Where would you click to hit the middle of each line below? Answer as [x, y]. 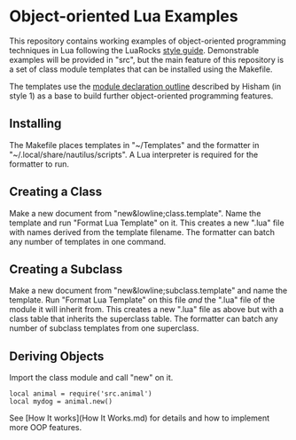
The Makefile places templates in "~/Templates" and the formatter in [134, 145]
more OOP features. [46, 428]
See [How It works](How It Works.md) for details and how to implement [140, 418]
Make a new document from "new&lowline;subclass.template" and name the [148, 291]
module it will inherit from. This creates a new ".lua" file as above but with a [147, 310]
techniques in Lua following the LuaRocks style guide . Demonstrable [134, 50]
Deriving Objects [57, 356]
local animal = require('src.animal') [81, 394]
